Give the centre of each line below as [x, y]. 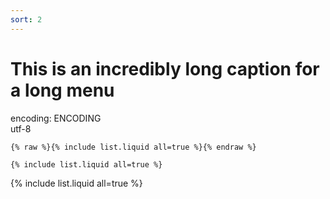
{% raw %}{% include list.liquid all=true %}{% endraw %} [133, 147]
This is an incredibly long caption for [165, 68]
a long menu [62, 90]
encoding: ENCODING [56, 118]
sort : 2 [26, 19]
